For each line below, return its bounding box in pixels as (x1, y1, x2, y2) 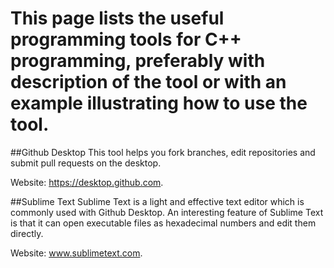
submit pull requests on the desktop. (10, 157, 162, 169)
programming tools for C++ (10, 28, 242, 51)
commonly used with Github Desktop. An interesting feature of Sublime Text (10, 206, 324, 218)
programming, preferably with (10, 50, 266, 72)
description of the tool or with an (10, 71, 287, 94)
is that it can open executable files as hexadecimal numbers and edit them (10, 217, 317, 229)
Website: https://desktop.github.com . (10, 176, 164, 188)
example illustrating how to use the (10, 92, 308, 115)
